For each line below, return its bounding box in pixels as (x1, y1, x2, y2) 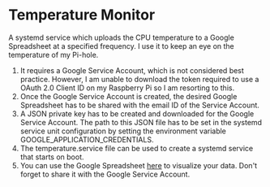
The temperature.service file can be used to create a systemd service (19, 143, 254, 153)
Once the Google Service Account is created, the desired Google (19, 91, 238, 101)
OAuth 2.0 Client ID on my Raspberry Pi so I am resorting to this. (19, 83, 235, 93)
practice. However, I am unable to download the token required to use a (19, 74, 259, 84)
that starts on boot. (19, 152, 84, 162)
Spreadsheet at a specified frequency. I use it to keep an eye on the (8, 41, 235, 50)
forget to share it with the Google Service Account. (19, 169, 191, 179)
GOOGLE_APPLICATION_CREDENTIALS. (19, 134, 154, 144)
